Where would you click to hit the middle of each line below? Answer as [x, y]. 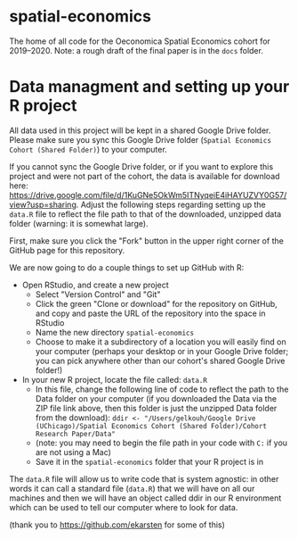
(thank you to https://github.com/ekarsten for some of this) [117, 525]
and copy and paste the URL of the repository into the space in [150, 313]
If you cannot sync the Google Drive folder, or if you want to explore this [141, 166]
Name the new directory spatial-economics [114, 332]
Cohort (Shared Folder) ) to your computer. [88, 149]
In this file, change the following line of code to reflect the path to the [162, 389]
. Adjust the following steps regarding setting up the [171, 204]
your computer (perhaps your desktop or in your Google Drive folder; [162, 351]
